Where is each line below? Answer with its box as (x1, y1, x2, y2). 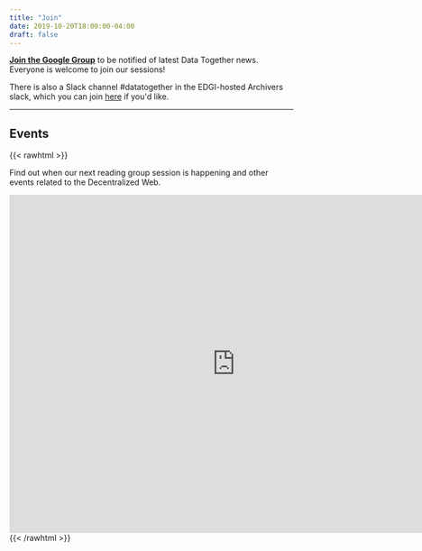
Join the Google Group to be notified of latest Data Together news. (9, 55, 259, 66)
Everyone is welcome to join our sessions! (9, 64, 166, 75)
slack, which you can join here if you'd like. (9, 91, 170, 102)
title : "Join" (9, 13, 63, 23)
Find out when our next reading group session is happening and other (9, 168, 269, 179)
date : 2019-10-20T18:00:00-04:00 (9, 22, 135, 31)
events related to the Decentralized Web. (9, 177, 161, 188)
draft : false (9, 30, 59, 39)
